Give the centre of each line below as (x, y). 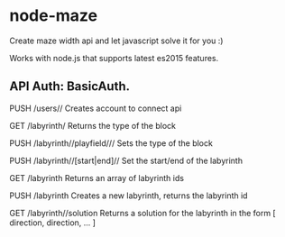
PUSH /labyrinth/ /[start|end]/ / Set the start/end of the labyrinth (126, 160)
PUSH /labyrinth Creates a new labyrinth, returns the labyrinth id (129, 196)
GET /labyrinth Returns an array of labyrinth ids (97, 178)
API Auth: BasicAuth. (70, 87)
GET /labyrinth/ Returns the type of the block (92, 125)
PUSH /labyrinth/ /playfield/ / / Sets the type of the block (111, 143)
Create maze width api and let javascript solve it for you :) (116, 41)
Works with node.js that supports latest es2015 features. (114, 58)
